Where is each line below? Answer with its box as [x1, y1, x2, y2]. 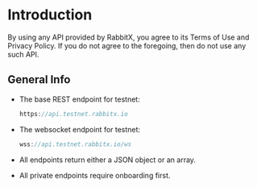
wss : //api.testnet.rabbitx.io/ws [19, 140, 132, 148]
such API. [7, 49, 39, 59]
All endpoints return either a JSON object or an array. [19, 155, 197, 165]
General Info [7, 73, 71, 86]
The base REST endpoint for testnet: [19, 94, 140, 104]
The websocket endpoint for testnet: [19, 124, 141, 134]
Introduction [7, 6, 93, 24]
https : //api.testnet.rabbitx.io [19, 110, 128, 118]
